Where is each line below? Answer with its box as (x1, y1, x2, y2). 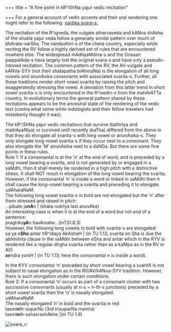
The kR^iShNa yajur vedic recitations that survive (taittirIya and (5, 122, 138, 127)
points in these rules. (5, 149, 50, 154)
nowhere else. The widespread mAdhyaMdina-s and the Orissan (5, 51, 141, 57)
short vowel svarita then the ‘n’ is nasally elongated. (5, 289, 114, 296)
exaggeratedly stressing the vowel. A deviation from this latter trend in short (5, 84, 165, 90)
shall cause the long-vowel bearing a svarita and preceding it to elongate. (5, 182, 160, 187)
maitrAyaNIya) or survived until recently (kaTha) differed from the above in (5, 127, 162, 133)
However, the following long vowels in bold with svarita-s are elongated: (5, 225, 157, 231)
